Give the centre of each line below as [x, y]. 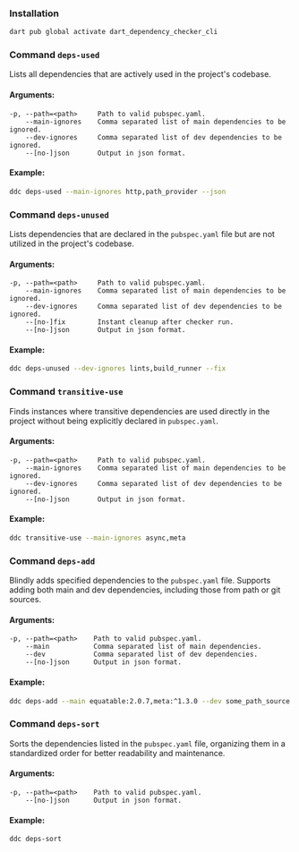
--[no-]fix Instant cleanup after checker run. [130, 322]
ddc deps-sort [36, 839]
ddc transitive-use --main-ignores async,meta [98, 538]
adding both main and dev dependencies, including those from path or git [145, 590]
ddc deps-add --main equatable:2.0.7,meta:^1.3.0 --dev [115, 701]
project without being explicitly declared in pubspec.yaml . [114, 421]
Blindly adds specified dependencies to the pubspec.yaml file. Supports [140, 581]
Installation [34, 13]
